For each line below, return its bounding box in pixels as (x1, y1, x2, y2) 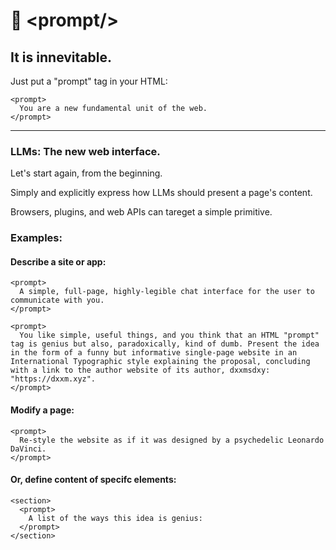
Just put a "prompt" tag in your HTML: (10, 75, 168, 87)
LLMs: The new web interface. (10, 144, 161, 158)
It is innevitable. (10, 49, 112, 66)
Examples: (10, 231, 63, 245)
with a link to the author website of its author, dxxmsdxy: (10, 365, 271, 376)
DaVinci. (10, 444, 47, 454)
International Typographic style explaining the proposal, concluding (10, 357, 311, 367)
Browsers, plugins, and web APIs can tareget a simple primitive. (10, 206, 273, 218)
